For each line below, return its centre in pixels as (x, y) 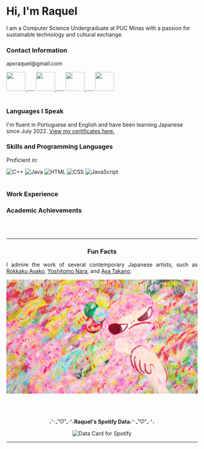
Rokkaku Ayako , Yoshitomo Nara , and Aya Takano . (69, 271)
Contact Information (37, 50)
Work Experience (32, 194)
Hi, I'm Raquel (42, 11)
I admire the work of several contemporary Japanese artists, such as (102, 265)
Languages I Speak (35, 111)
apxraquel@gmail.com (34, 64)
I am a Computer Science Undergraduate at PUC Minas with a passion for (98, 28)
